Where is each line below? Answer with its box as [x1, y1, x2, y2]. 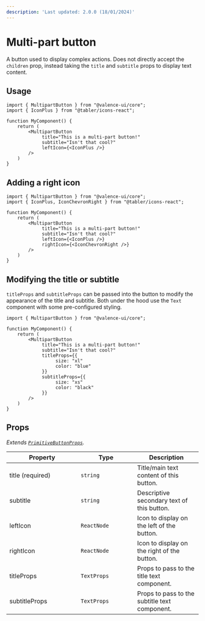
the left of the [137, 521, 176, 529]
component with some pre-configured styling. [6, 303, 122, 310]
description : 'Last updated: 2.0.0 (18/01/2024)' [6, 9, 135, 15]
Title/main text [137, 463, 179, 472]
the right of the [137, 547, 180, 555]
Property [29, 453, 56, 461]
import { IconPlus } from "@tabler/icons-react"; [6, 107, 135, 113]
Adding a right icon [6, 178, 81, 188]
